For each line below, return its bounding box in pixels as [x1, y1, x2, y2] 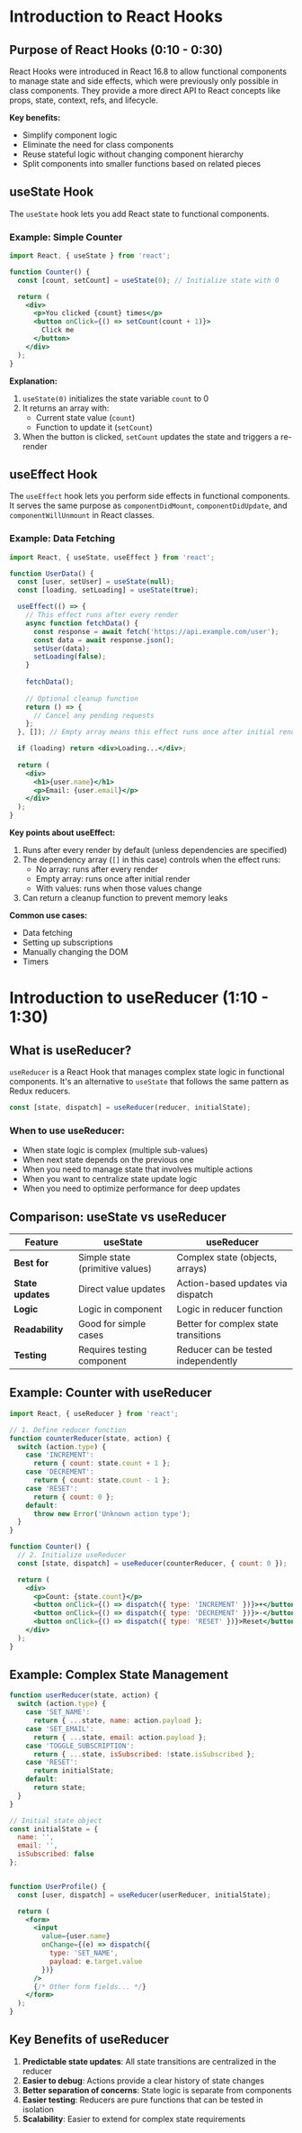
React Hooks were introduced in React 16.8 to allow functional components [9, 66, 288, 77]
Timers [22, 957, 49, 967]
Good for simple [77, 1318, 147, 1330]
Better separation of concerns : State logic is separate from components [22, 2084, 292, 2095]
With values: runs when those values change [35, 883, 202, 894]
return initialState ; [32, 1766, 115, 1775]
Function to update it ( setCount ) [35, 422, 153, 432]
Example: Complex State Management [9, 1667, 229, 1683]
